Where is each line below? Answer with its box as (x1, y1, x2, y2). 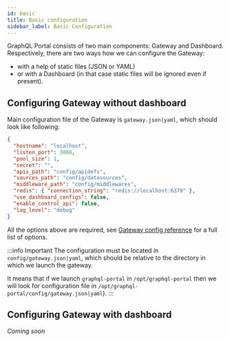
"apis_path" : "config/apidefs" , (13, 168, 107, 175)
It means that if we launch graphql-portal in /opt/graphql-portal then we (7, 274, 217, 283)
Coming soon (7, 327, 45, 335)
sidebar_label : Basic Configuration (7, 23, 112, 30)
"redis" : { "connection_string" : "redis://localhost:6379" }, (13, 188, 196, 194)
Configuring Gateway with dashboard (7, 308, 172, 321)
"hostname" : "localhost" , (13, 143, 88, 150)
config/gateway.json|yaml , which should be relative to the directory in (7, 253, 206, 262)
